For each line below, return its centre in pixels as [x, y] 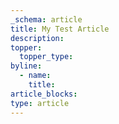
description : [37, 38]
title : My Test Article [60, 29]
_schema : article [46, 19]
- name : [35, 76]
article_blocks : [44, 94]
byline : [26, 66]
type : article [40, 103]
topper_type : [46, 57]
